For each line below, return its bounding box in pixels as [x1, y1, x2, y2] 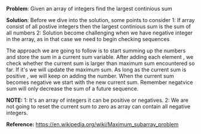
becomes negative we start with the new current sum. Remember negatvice [6, 79, 193, 86]
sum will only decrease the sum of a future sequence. [6, 85, 139, 92]
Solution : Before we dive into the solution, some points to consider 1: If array [6, 17, 195, 23]
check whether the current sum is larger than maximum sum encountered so [6, 60, 195, 67]
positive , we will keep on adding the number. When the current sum [6, 73, 175, 79]
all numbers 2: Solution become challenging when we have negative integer [6, 29, 193, 36]
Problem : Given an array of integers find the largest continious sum [6, 5, 172, 12]
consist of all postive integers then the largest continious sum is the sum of [6, 23, 191, 30]
